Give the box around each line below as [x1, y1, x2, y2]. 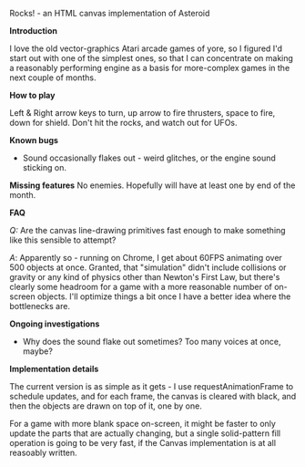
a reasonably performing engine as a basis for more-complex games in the [9, 63, 290, 73]
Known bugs [9, 135, 59, 145]
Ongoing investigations [9, 318, 100, 329]
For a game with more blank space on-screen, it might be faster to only [9, 419, 276, 429]
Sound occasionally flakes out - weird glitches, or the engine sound [22, 152, 276, 163]
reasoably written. [9, 447, 77, 458]
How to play [9, 90, 56, 100]
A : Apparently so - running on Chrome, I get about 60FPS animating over [9, 253, 282, 263]
